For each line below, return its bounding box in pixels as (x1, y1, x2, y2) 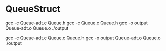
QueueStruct (5, 3, 61, 15)
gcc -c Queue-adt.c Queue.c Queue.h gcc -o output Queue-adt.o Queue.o (5, 35, 161, 41)
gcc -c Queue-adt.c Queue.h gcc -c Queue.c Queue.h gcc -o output (5, 20, 148, 26)
